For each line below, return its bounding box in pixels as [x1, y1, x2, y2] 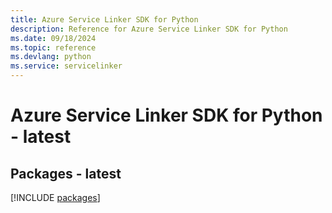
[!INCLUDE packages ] [10, 192, 101, 203]
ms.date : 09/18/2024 [10, 33, 97, 43]
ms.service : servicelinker [10, 61, 123, 71]
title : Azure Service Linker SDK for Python [10, 14, 199, 25]
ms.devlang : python [10, 52, 92, 62]
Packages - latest [10, 165, 122, 182]
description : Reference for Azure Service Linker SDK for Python [10, 24, 288, 34]
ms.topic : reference [10, 42, 97, 53]
